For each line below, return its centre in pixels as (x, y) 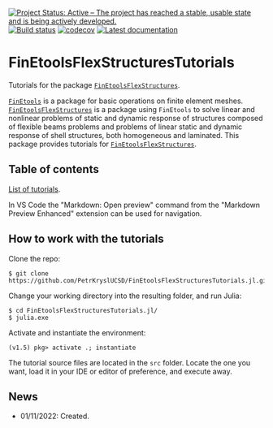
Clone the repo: (35, 258)
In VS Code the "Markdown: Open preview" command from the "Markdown (134, 205)
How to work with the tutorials (86, 239)
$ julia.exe (28, 318)
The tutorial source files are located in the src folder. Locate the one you (130, 362)
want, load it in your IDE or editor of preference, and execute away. (121, 371)
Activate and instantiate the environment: (77, 332)
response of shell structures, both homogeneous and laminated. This (124, 135)
